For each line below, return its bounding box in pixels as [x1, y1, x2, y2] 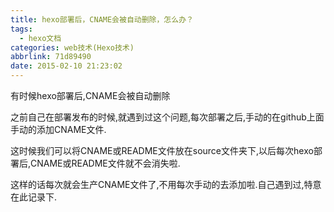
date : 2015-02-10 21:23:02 [10, 61, 123, 71]
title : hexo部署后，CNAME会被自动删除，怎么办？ [10, 14, 194, 25]
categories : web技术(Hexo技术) [10, 42, 135, 53]
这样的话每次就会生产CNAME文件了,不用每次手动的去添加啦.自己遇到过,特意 [10, 179, 322, 190]
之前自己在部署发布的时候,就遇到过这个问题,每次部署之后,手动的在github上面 [10, 111, 325, 123]
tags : [10, 24, 33, 34]
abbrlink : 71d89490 [10, 52, 92, 62]
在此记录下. [10, 191, 58, 203]
